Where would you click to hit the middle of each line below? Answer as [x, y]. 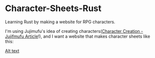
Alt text [12, 51]
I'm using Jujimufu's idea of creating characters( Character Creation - [74, 31]
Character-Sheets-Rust [53, 8]
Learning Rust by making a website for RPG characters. [60, 22]
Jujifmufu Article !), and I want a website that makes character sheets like [77, 36]
